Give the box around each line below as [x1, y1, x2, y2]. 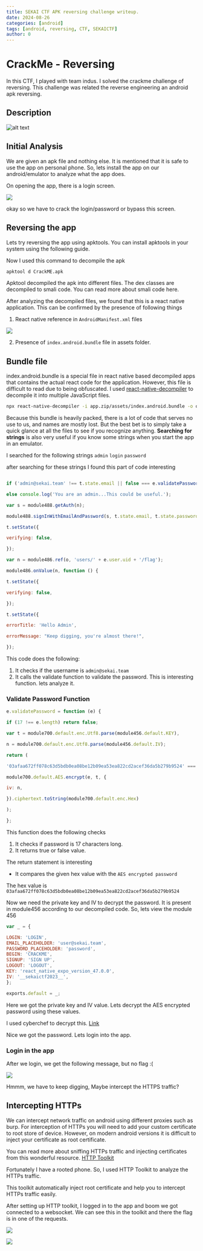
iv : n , [6, 785, 23, 791]
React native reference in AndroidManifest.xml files [14, 316, 143, 323]
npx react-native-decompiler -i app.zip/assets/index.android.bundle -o [6, 403, 193, 410]
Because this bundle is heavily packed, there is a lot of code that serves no [6, 414, 193, 422]
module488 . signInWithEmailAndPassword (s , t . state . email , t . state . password [6, 513, 199, 519]
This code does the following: [6, 655, 80, 662]
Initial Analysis [6, 142, 63, 152]
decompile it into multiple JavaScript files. [6, 391, 111, 399]
